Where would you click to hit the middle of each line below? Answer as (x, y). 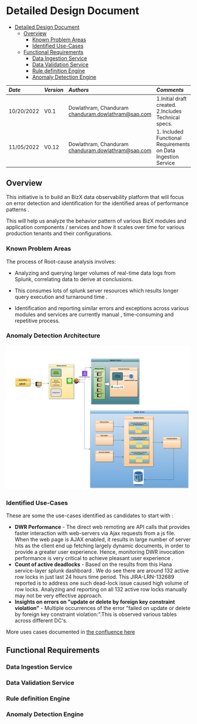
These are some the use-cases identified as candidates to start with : (90, 516)
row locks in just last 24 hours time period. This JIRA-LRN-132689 (94, 577)
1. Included (170, 132)
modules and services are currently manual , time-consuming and (94, 314)
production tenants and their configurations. (59, 234)
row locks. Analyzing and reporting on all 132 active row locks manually (101, 589)
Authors (79, 90)
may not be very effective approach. (58, 595)
